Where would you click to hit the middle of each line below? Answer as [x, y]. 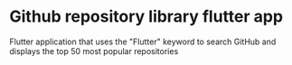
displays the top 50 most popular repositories [94, 51]
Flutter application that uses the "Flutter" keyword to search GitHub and [143, 42]
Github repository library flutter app [146, 17]
